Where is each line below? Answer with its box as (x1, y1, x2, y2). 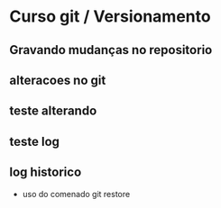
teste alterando (9, 104, 97, 119)
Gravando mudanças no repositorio (9, 42, 213, 58)
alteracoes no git (9, 72, 106, 87)
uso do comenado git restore (22, 188, 131, 199)
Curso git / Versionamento (9, 6, 211, 27)
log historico (9, 165, 82, 180)
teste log (9, 133, 60, 149)
